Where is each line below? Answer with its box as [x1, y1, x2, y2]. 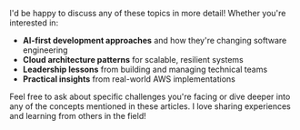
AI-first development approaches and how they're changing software [22, 35, 287, 45]
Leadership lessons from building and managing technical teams [22, 64, 268, 75]
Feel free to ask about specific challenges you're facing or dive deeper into [9, 91, 291, 102]
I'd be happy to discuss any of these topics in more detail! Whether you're [9, 8, 286, 18]
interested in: [9, 17, 59, 28]
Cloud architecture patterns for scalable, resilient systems [22, 55, 244, 65]
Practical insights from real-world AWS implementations [22, 74, 236, 85]
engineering [22, 45, 68, 55]
